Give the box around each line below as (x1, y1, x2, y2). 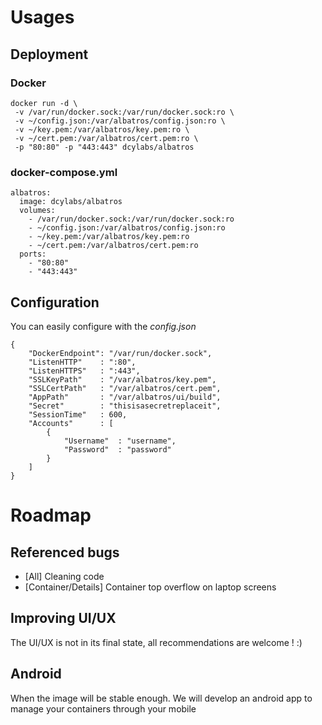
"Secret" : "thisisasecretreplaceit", (28, 401, 222, 411)
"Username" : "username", (63, 436, 177, 446)
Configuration (10, 294, 100, 311)
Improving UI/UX (10, 610, 117, 627)
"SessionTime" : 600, (28, 409, 128, 420)
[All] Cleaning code (24, 570, 105, 582)
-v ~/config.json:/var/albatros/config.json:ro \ (14, 116, 226, 126)
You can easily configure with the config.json (10, 320, 197, 332)
